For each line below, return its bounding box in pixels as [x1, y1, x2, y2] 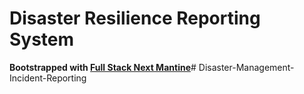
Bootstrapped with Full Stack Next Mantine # [9, 61, 197, 73]
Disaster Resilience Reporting [9, 7, 261, 30]
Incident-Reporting [9, 72, 87, 84]
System [9, 28, 75, 51]
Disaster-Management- [198, 61, 295, 73]
